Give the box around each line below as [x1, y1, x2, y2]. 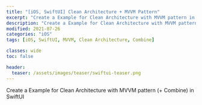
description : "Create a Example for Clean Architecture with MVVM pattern [6, 20, 198, 26]
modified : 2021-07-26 [6, 25, 61, 32]
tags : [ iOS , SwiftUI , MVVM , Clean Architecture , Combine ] [6, 37, 155, 43]
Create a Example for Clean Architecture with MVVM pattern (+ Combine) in [6, 86, 194, 94]
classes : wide [6, 48, 42, 54]
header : [6, 64, 26, 70]
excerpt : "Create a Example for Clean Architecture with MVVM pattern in [6, 14, 195, 21]
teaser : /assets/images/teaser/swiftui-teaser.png [11, 70, 141, 76]
